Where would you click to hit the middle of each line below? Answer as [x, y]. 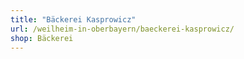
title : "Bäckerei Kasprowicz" [73, 19]
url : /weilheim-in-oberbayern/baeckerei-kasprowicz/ [122, 29]
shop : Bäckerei [42, 38]
